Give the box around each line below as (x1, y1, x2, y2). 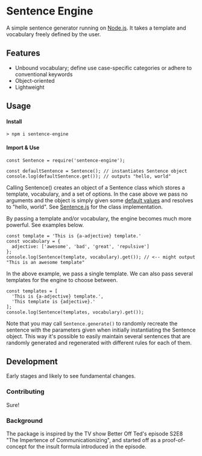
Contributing (6, 388, 45, 396)
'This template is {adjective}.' (11, 298, 96, 304)
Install (6, 118, 22, 125)
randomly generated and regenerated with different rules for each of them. (6, 339, 192, 346)
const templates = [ (6, 288, 58, 294)
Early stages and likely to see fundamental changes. (6, 373, 136, 380)
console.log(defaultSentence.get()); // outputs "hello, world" (6, 173, 171, 179)
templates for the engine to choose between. (6, 276, 118, 283)
